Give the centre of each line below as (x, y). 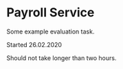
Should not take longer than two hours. (61, 58)
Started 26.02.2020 (34, 44)
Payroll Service (51, 13)
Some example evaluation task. (51, 31)
